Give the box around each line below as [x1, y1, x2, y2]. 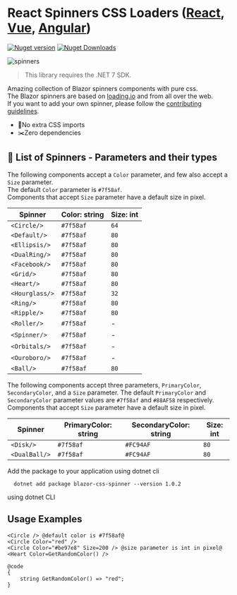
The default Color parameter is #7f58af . [7, 185, 122, 193]
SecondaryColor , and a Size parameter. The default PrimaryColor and [7, 388, 207, 397]
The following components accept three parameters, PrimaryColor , [7, 380, 202, 389]
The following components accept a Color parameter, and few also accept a [7, 170, 228, 179]
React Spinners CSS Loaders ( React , [7, 5, 225, 21]
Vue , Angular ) [7, 20, 92, 36]
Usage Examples [7, 513, 83, 525]
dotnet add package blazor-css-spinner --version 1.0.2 [13, 480, 181, 488]
